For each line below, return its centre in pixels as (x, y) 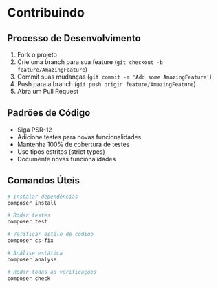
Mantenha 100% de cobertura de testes (73, 144)
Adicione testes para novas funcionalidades (79, 137)
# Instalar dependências (43, 197)
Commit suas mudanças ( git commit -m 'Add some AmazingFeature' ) (114, 77)
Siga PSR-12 (35, 130)
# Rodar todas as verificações (52, 272)
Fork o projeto (37, 54)
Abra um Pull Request (48, 91)
